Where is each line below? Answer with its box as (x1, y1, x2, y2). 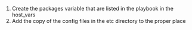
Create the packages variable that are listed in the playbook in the (11, 5, 174, 12)
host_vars (11, 11, 36, 18)
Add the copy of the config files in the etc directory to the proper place (11, 18, 186, 24)
